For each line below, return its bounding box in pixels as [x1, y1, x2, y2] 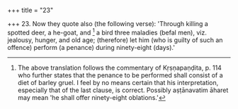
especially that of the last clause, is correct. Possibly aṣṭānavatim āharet [17, 86, 229, 94]
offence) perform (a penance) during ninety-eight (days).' [7, 43, 176, 51]
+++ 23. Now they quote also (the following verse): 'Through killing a [7, 20, 209, 27]
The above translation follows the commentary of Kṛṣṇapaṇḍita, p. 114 [17, 63, 222, 72]
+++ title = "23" [7, 6, 54, 14]
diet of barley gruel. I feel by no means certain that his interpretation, [17, 78, 219, 86]
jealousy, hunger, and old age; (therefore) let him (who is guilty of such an [7, 35, 223, 44]
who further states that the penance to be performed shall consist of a [17, 70, 223, 79]
